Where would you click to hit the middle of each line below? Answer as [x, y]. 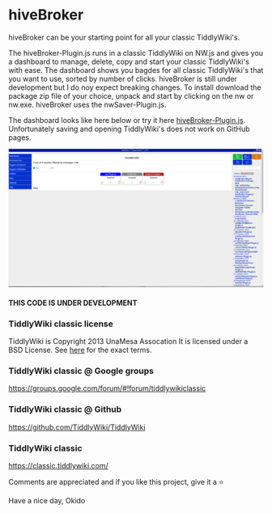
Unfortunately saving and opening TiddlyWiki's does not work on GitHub [129, 129]
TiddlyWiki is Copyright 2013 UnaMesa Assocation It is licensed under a [128, 341]
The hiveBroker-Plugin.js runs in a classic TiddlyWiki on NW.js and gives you [136, 53]
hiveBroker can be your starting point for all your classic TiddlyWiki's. [124, 37]
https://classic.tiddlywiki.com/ [59, 465]
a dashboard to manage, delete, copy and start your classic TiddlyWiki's [129, 61]
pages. [20, 137]
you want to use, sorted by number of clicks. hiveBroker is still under [123, 78]
